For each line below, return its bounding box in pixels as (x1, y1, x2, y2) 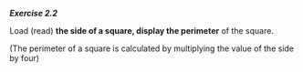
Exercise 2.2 (9, 8, 57, 18)
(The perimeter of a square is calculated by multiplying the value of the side (9, 43, 295, 54)
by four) (9, 53, 39, 63)
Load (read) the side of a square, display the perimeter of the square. (9, 26, 274, 36)
